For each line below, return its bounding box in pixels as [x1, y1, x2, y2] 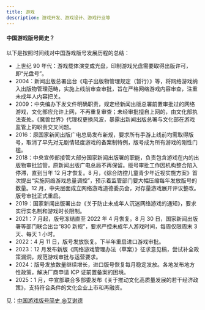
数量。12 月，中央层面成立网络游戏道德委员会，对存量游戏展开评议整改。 [15, 184, 199, 191]
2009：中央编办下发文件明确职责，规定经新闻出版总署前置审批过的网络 [15, 100, 195, 108]
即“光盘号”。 [15, 70, 48, 77]
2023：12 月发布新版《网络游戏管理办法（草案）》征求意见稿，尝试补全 [15, 245, 194, 253]
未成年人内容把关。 [15, 92, 64, 100]
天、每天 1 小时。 [15, 230, 59, 237]
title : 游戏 [6, 9, 35, 15]
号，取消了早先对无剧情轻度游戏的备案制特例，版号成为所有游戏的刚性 [15, 138, 193, 146]
